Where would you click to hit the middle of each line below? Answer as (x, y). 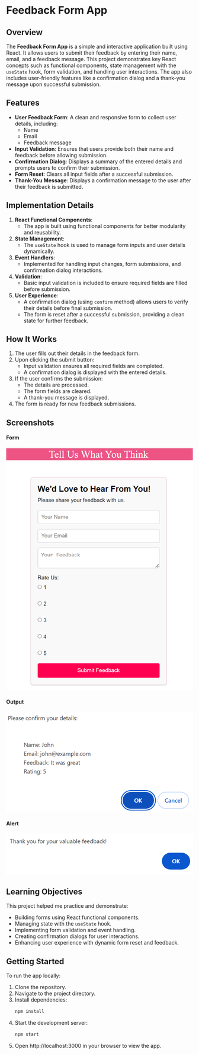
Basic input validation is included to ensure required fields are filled (105, 283)
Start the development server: (51, 1022)
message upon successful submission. (54, 84)
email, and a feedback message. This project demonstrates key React (91, 59)
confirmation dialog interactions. (63, 270)
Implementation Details (50, 205)
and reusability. (42, 232)
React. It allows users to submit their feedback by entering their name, (92, 53)
